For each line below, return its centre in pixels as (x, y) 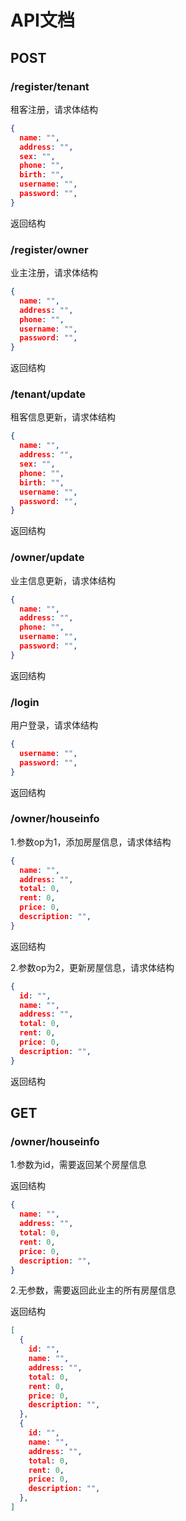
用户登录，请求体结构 (54, 725)
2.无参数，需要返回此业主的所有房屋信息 (93, 1290)
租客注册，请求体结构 (54, 109)
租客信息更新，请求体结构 (63, 417)
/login (25, 702)
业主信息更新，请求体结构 (63, 580)
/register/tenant (50, 86)
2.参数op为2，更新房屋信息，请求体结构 (92, 967)
